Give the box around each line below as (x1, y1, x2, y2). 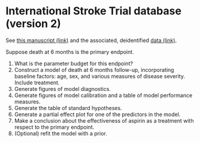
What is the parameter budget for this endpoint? (14, 60, 133, 67)
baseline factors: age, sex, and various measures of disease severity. (14, 72, 186, 80)
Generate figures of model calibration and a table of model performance (14, 92, 193, 99)
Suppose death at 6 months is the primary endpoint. (5, 48, 134, 55)
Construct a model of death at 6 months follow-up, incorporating (14, 66, 174, 73)
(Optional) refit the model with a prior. (14, 130, 107, 137)
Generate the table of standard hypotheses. (14, 104, 122, 111)
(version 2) (5, 17, 61, 31)
